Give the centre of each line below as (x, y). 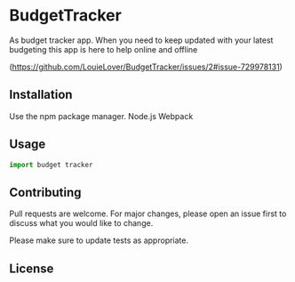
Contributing (45, 192)
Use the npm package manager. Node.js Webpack (101, 116)
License (32, 268)
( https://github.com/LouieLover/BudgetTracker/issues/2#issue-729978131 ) (146, 67)
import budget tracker (51, 165)
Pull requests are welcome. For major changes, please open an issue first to (148, 214)
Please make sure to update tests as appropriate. (99, 240)
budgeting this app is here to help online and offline (104, 49)
